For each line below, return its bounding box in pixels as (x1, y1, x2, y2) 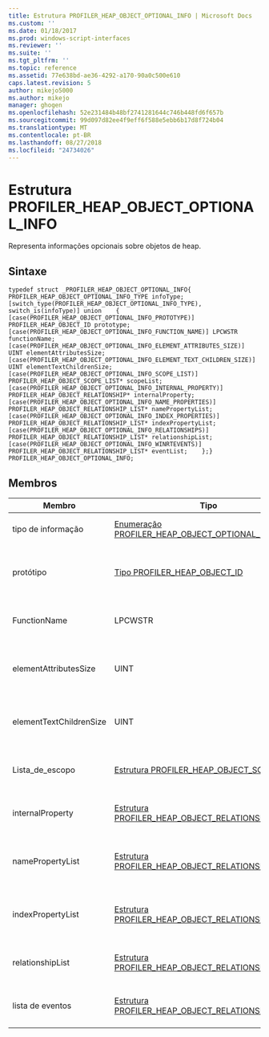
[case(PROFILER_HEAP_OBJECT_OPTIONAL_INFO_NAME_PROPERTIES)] (8, 398, 217, 406)
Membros (8, 476, 58, 490)
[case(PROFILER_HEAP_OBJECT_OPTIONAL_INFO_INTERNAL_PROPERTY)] (8, 384, 224, 392)
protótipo (12, 567, 47, 578)
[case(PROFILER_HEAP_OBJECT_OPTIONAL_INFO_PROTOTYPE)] (8, 314, 195, 322)
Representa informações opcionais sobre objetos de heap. (8, 242, 202, 251)
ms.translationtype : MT (8, 124, 88, 132)
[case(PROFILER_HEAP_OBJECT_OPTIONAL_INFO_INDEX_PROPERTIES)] (8, 413, 220, 421)
